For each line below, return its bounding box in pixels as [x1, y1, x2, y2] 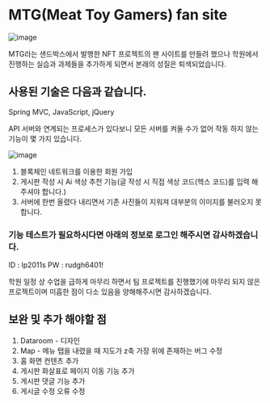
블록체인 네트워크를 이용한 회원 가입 [19, 166, 133, 176]
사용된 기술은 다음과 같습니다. [8, 85, 147, 99]
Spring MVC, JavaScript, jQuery [8, 107, 115, 116]
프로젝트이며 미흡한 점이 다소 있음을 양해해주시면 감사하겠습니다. [8, 287, 212, 296]
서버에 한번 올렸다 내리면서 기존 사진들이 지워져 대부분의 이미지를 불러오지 [19, 196, 254, 207]
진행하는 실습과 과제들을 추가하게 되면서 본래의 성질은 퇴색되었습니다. [8, 59, 226, 69]
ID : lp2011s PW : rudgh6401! [8, 260, 103, 270]
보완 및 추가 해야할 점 [8, 313, 107, 326]
